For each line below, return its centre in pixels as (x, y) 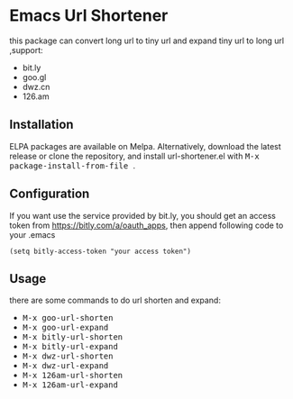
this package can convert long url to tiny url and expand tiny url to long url (147, 41)
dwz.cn (36, 86)
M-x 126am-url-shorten (73, 376)
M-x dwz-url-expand (65, 366)
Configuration (50, 194)
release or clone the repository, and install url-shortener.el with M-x (134, 156)
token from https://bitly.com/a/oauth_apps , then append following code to (146, 225)
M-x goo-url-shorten (68, 318)
